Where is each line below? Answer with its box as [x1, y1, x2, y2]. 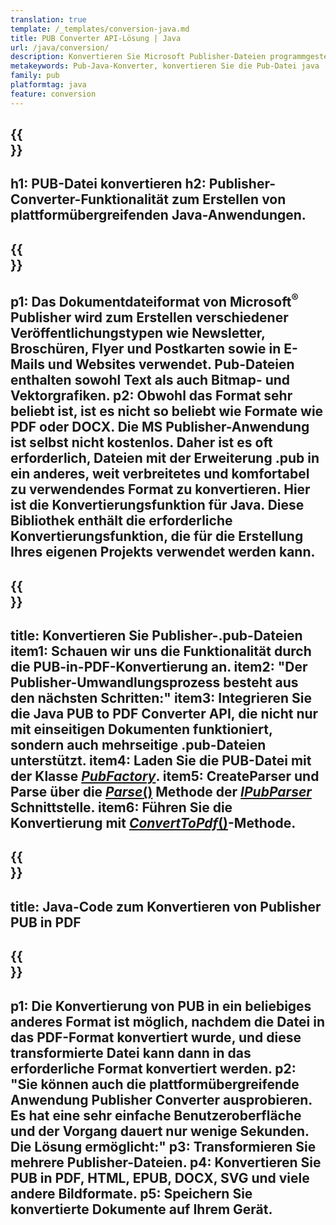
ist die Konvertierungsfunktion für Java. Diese [10, 497, 305, 514]
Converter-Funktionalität [10, 191, 169, 208]
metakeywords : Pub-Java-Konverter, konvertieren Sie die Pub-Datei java [10, 61, 320, 71]
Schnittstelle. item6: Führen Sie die [10, 799, 233, 816]
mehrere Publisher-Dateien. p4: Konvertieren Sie [10, 1154, 322, 1171]
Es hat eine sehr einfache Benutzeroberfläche [10, 1107, 302, 1124]
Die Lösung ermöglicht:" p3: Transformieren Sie [10, 1138, 317, 1155]
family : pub [10, 71, 60, 81]
